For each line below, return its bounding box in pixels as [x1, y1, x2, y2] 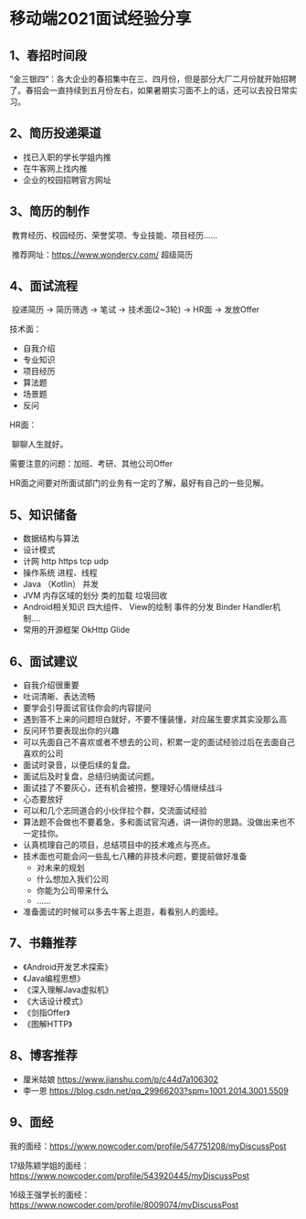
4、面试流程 [9, 278, 79, 294]
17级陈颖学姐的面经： [9, 1160, 90, 1171]
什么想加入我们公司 [36, 874, 110, 885]
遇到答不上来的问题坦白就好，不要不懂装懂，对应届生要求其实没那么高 [22, 714, 288, 725]
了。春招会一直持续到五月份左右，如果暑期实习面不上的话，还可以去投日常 [9, 85, 290, 96]
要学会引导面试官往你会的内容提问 [22, 702, 152, 713]
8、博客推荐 [9, 1047, 78, 1064]
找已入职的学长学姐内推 [22, 152, 111, 163]
